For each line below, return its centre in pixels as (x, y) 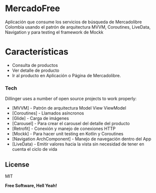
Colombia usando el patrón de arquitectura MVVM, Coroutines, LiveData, (78, 27)
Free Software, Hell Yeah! (31, 185)
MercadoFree (33, 8)
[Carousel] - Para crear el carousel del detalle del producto (71, 124)
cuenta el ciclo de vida (34, 149)
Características (37, 52)
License (17, 165)
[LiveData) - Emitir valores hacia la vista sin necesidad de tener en (78, 144)
